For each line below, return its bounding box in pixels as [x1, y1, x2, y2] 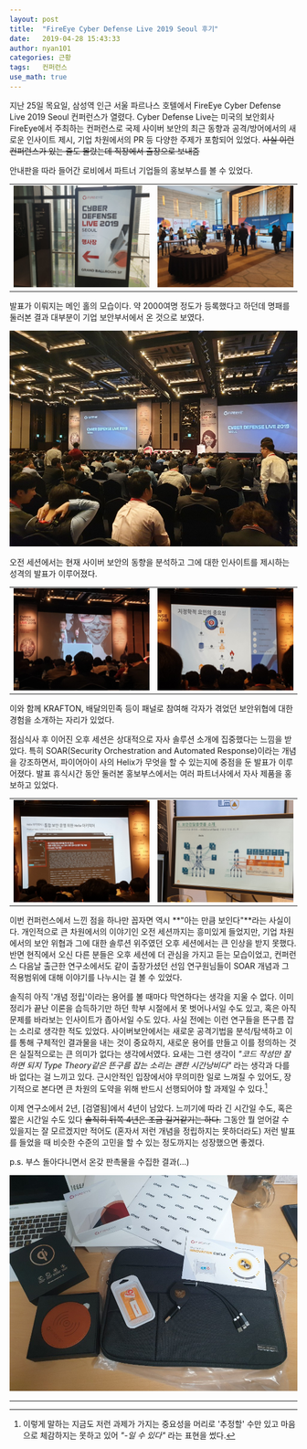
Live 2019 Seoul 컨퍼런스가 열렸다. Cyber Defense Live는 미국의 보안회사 [9, 111, 275, 122]
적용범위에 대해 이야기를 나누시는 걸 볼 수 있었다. [9, 972, 183, 983]
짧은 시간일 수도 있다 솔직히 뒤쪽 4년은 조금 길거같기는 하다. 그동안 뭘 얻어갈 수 [9, 1114, 290, 1125]
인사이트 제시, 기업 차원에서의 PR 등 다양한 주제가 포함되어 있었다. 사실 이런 [26, 133, 295, 145]
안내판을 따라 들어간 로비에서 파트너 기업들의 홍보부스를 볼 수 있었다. [9, 164, 253, 175]
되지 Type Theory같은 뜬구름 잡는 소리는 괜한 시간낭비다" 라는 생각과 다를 [26, 1060, 291, 1071]
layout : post [9, 15, 59, 24]
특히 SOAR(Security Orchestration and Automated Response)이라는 [28, 746, 281, 756]
